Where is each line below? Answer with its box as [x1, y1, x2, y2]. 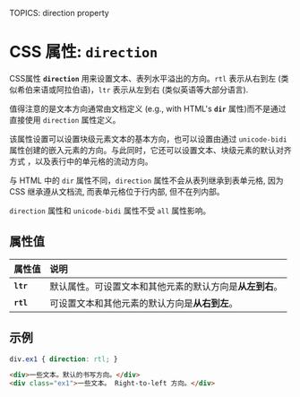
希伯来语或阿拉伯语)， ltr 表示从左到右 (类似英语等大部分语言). [16, 84, 249, 95]
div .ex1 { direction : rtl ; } [9, 354, 118, 364]
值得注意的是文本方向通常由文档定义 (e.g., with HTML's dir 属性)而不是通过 [9, 103, 287, 114]
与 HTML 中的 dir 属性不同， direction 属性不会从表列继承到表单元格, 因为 [9, 175, 284, 186]
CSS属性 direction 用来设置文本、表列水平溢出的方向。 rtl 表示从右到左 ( [9, 73, 281, 83]
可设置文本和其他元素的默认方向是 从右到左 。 [49, 297, 239, 309]
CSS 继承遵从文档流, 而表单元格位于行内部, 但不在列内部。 [9, 186, 226, 196]
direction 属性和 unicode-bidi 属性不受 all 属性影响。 [9, 205, 211, 216]
